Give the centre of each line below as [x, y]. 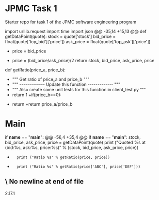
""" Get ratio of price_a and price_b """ [51, 79]
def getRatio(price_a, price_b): [35, 70]
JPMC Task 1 [31, 8]
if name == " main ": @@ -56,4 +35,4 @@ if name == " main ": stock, [73, 137]
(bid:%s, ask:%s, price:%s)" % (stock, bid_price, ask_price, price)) [72, 147]
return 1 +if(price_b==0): [37, 95]
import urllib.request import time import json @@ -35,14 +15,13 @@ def [76, 31]
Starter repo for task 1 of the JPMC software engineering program [71, 22]
